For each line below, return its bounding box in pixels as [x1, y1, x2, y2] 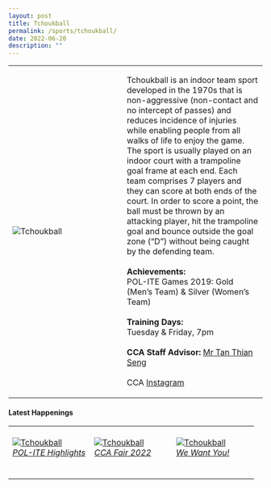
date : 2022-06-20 [8, 34, 67, 43]
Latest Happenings [8, 407, 74, 417]
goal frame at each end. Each [126, 165, 238, 177]
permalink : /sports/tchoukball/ [8, 27, 117, 35]
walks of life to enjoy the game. [126, 135, 244, 146]
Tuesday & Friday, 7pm [126, 327, 214, 338]
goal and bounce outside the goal [126, 226, 254, 237]
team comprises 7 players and [126, 175, 242, 186]
